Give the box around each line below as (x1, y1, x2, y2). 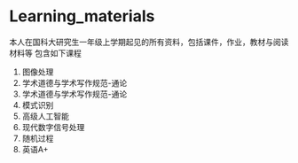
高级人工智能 (21, 111, 69, 121)
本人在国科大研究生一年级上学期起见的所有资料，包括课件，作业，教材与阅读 (9, 36, 289, 47)
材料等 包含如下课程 (9, 47, 82, 58)
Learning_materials (9, 6, 155, 27)
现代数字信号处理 (21, 121, 85, 132)
